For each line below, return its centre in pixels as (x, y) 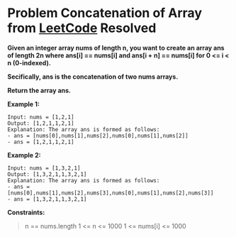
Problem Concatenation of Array (105, 13)
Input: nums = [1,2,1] (41, 117)
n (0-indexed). (29, 62)
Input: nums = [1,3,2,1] (44, 168)
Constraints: (26, 212)
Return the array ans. (39, 90)
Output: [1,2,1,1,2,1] (41, 123)
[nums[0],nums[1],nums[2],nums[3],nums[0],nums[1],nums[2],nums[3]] (111, 193)
